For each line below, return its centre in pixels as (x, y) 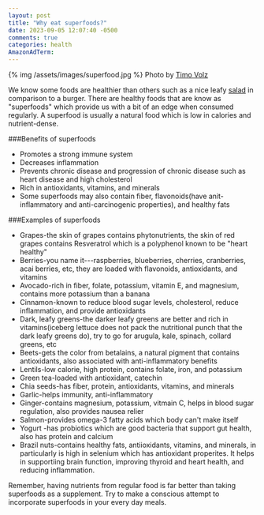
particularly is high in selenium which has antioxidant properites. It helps (137, 453)
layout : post (30, 15)
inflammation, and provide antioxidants (82, 310)
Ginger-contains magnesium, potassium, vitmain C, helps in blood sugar (137, 403)
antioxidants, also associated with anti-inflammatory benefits (119, 361)
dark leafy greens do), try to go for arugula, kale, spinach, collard (125, 336)
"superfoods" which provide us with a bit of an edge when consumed (121, 107)
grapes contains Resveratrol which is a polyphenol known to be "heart (134, 243)
